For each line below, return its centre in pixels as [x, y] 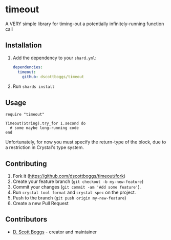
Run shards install [34, 86]
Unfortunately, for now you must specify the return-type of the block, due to [86, 142]
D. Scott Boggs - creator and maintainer [55, 232]
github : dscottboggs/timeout [53, 77]
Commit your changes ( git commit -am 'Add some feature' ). [77, 187]
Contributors [26, 219]
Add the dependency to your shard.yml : [55, 58]
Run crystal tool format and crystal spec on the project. [74, 192]
